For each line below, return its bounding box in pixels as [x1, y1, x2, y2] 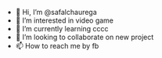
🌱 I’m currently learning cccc [15, 24, 109, 33]
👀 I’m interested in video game [15, 16, 114, 25]
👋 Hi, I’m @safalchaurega [15, 8, 98, 16]
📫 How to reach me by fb [15, 42, 99, 50]
